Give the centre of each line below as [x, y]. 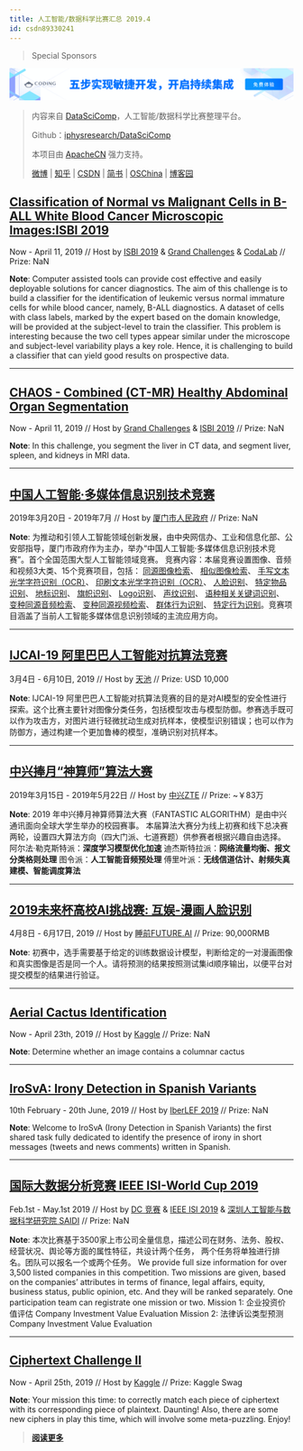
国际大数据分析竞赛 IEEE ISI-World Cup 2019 [134, 1186]
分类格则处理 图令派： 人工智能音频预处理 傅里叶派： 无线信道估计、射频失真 [150, 859]
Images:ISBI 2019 [60, 230]
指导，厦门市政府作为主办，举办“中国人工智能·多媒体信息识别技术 [147, 548]
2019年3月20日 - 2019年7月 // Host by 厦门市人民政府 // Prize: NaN [134, 518]
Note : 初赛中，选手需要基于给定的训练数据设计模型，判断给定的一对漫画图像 [151, 952]
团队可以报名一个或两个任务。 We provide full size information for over [156, 1262]
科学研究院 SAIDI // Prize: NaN [73, 1220]
